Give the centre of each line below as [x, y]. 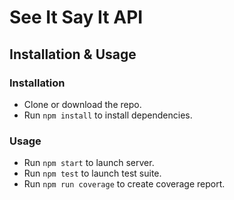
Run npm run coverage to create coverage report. [124, 184]
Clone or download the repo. [82, 104]
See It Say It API [76, 17]
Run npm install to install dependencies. [108, 115]
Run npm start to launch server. [89, 163]
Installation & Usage [73, 54]
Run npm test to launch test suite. [92, 173]
